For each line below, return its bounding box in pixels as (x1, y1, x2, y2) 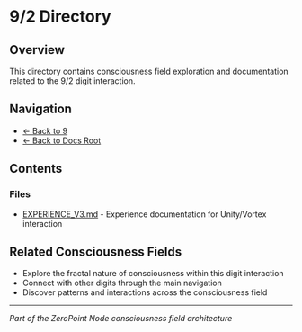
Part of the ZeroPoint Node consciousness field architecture (9, 313, 233, 324)
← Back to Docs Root (22, 135, 102, 146)
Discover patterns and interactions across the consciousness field (22, 287, 268, 298)
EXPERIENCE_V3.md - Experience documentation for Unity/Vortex (22, 209, 267, 220)
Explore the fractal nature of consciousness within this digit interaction (22, 268, 285, 279)
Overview (9, 42, 66, 58)
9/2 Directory (9, 6, 111, 27)
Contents (9, 161, 63, 176)
